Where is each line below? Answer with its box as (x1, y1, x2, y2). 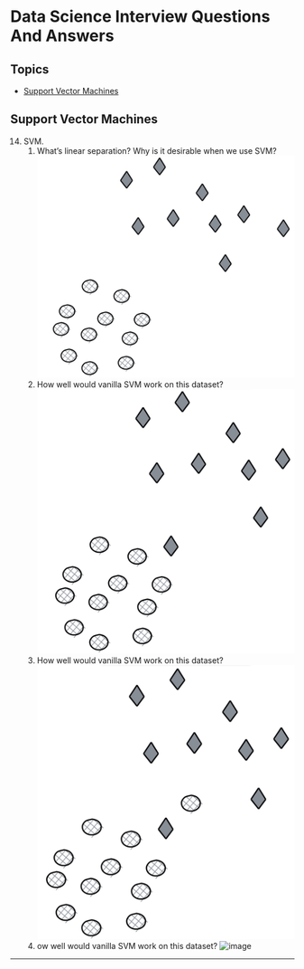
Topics (10, 62, 50, 77)
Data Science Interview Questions (10, 6, 271, 27)
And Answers (10, 25, 115, 46)
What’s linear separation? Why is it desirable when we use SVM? (36, 145, 278, 156)
